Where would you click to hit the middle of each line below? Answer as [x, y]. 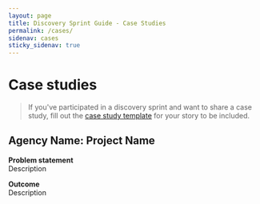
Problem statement [41, 160]
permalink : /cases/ [41, 30]
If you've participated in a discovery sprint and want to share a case [140, 107]
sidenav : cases [34, 38]
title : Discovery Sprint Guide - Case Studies [87, 23]
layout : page [30, 16]
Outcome [24, 184]
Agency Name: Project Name [82, 141]
